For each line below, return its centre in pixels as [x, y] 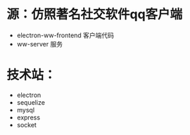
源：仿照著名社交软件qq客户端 [95, 14]
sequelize [31, 102]
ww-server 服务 [40, 44]
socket [26, 124]
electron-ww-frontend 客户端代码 [65, 35]
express [28, 117]
